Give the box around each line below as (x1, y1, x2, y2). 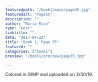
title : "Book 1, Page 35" (5, 40, 59, 45)
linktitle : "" (5, 30, 35, 35)
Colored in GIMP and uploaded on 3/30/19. (5, 72, 93, 78)
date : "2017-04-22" (5, 35, 46, 40)
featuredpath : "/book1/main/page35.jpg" (5, 7, 91, 12)
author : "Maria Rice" (5, 21, 50, 26)
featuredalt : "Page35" (5, 12, 52, 17)
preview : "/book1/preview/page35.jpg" (5, 53, 86, 59)
